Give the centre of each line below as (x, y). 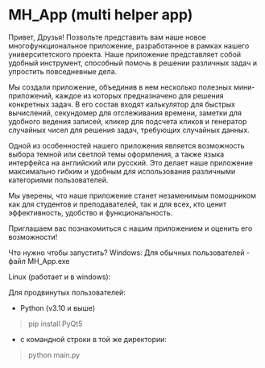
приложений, (31, 95)
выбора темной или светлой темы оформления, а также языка (116, 154)
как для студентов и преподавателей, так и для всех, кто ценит (118, 204)
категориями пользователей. (58, 180)
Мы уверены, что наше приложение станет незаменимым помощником (132, 195)
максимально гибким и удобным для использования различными (122, 171)
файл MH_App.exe (39, 261)
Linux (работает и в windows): (60, 277)
